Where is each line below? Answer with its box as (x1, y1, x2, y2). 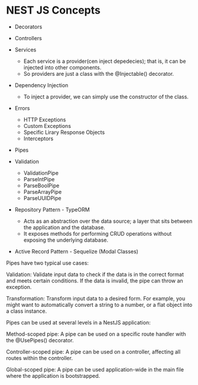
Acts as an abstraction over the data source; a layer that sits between (23, 217, 193, 224)
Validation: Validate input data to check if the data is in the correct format (6, 271, 184, 278)
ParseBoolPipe (23, 182, 60, 189)
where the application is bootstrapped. (6, 372, 100, 379)
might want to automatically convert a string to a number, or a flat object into (6, 301, 193, 308)
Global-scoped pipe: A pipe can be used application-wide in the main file (6, 365, 184, 373)
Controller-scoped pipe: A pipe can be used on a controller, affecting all (6, 348, 181, 355)
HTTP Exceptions (23, 116, 66, 123)
